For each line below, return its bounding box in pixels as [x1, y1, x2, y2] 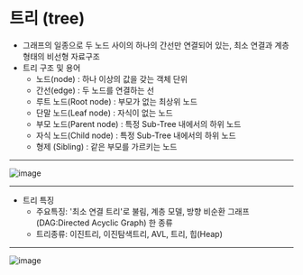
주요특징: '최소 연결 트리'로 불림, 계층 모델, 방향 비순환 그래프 [35, 206, 250, 216]
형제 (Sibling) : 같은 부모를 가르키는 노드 [35, 141, 178, 151]
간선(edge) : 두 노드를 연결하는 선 [35, 85, 155, 96]
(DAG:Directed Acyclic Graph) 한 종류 [35, 217, 173, 228]
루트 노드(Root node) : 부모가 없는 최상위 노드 [35, 96, 198, 106]
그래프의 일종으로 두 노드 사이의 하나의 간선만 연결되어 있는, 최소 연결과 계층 [22, 40, 290, 50]
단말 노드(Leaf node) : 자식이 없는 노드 [35, 107, 173, 118]
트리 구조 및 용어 [22, 62, 81, 73]
